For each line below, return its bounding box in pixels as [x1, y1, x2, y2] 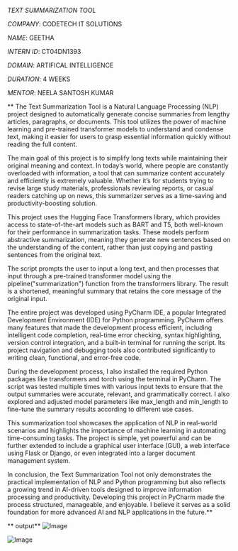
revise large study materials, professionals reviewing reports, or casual [7, 184, 214, 192]
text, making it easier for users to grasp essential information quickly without [7, 133, 231, 141]
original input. [7, 295, 47, 302]
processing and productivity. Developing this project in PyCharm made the [7, 493, 225, 501]
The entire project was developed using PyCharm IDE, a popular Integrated [7, 308, 227, 317]
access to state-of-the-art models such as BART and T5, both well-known [7, 220, 224, 229]
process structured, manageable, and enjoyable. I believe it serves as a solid [7, 501, 231, 508]
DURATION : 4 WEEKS [7, 75, 71, 83]
